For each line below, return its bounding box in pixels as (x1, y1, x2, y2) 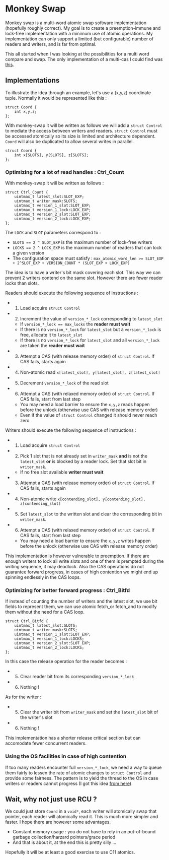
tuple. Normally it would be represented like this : (5, 95, 107, 101)
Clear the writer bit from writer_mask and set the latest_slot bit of (20, 709, 158, 715)
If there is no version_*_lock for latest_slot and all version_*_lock (20, 337, 160, 343)
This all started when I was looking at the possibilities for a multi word (5, 51, 149, 57)
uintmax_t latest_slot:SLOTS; (14, 623, 78, 628)
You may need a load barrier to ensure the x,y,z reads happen (20, 402, 150, 408)
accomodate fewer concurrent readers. (5, 740, 87, 746)
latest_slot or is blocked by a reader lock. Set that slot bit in (20, 458, 147, 465)
